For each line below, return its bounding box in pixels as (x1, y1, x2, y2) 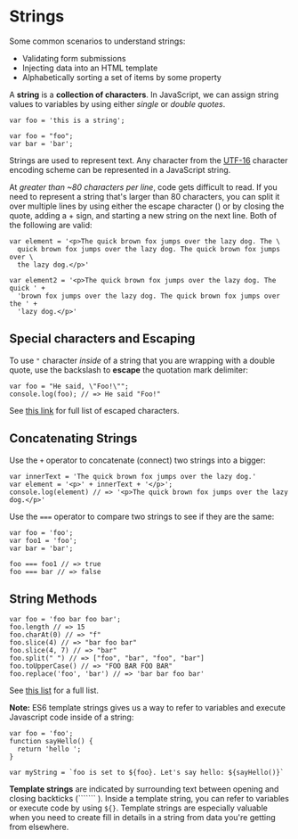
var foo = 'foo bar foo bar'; (9, 615, 122, 624)
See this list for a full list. (9, 685, 100, 696)
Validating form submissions (21, 53, 126, 63)
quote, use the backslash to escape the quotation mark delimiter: (9, 364, 249, 375)
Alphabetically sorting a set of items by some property (21, 71, 222, 82)
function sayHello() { (9, 737, 93, 746)
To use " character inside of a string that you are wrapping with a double (9, 355, 276, 366)
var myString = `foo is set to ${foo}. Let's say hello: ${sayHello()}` (9, 769, 285, 777)
